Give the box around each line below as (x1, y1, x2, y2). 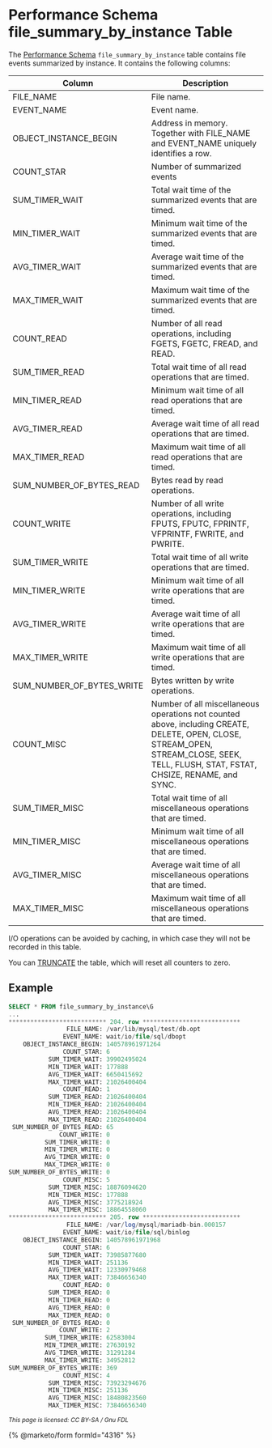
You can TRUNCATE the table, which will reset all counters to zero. (8, 958, 231, 967)
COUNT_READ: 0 (62, 1281, 111, 1289)
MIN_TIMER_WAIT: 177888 (48, 1063, 129, 1071)
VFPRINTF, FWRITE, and (151, 528, 244, 539)
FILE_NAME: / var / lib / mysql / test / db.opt (66, 1025, 201, 1034)
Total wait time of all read (151, 361, 247, 372)
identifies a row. (151, 147, 212, 159)
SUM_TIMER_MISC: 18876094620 (48, 1183, 147, 1191)
